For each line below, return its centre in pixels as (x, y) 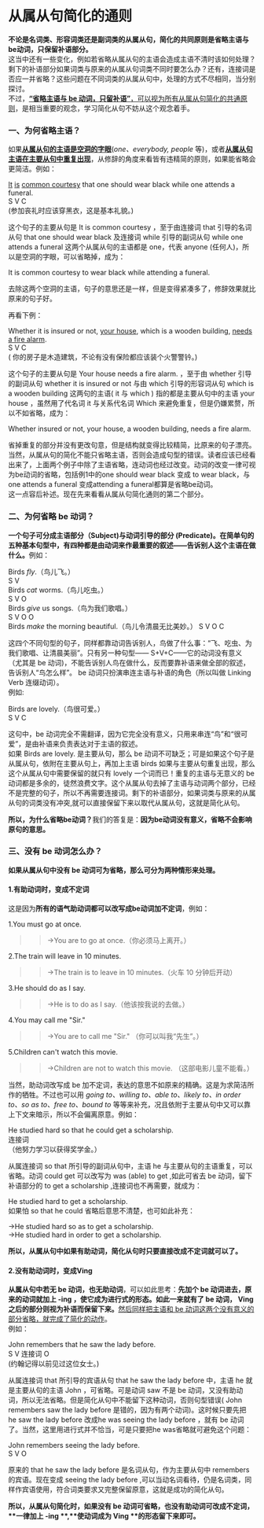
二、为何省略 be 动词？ (51, 517)
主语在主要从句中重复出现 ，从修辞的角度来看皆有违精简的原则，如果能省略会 (132, 159)
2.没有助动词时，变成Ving (50, 1270)
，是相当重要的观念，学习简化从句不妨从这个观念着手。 (104, 108)
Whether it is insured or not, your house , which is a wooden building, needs (130, 331)
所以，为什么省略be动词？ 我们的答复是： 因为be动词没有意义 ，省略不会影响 (130, 819)
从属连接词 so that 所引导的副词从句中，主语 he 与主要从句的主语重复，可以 (130, 1166)
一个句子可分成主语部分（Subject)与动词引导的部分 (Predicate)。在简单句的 (131, 535)
